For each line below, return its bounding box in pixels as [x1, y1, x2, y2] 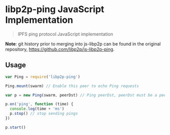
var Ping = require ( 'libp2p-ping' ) [5, 74, 80, 79]
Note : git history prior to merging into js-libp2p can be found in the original [5, 40, 161, 47]
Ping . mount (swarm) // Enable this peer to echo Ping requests [5, 83, 139, 88]
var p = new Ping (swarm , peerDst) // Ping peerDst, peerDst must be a [5, 93, 157, 98]
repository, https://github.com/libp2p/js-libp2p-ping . [5, 46, 115, 52]
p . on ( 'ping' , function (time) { [5, 102, 73, 107]
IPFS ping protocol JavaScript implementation [17, 31, 113, 37]
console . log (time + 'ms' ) [10, 106, 65, 112]
